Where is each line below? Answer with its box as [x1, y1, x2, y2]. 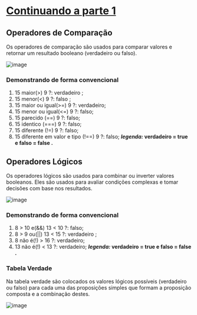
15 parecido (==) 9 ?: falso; [14, 114, 81, 122]
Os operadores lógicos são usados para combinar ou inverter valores [6, 173, 175, 180]
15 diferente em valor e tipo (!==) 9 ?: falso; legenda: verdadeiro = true [14, 133, 188, 140]
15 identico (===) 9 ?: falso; [14, 121, 82, 128]
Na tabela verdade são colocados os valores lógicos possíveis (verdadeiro [6, 278, 187, 285]
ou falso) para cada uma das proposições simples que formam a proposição [6, 284, 192, 291]
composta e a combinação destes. [6, 290, 90, 297]
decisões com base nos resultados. [6, 185, 93, 192]
